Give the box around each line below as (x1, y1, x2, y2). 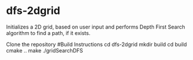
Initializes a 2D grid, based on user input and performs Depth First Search (6, 23, 185, 30)
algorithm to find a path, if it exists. (6, 29, 90, 36)
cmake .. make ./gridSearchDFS (6, 47, 84, 54)
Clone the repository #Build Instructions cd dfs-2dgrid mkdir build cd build (6, 41, 187, 48)
